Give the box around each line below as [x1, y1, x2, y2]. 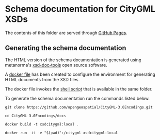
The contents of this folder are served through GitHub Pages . [5, 30, 128, 35]
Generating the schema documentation [5, 44, 126, 52]
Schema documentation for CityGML [5, 3, 156, 15]
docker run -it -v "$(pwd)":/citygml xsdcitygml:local [5, 130, 118, 135]
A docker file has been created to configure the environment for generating [5, 71, 156, 77]
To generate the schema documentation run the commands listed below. [5, 95, 150, 101]
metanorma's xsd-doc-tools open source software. [5, 62, 108, 68]
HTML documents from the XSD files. [5, 76, 80, 82]
